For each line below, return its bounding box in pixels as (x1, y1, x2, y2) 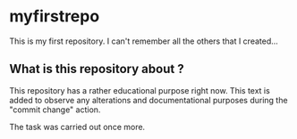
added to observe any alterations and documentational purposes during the (9, 94, 288, 105)
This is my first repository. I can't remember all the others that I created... (9, 36, 279, 46)
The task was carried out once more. (9, 121, 146, 132)
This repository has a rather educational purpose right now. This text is (9, 85, 270, 95)
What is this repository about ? (9, 61, 185, 77)
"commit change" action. (9, 104, 101, 115)
